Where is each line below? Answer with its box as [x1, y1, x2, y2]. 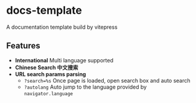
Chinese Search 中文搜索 [14, 63, 78, 71]
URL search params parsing [14, 70, 86, 78]
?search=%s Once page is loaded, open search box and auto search [24, 77, 191, 84]
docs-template [6, 4, 83, 17]
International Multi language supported [14, 56, 113, 63]
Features [6, 41, 40, 51]
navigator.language [24, 90, 74, 96]
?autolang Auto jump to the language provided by [24, 83, 147, 90]
